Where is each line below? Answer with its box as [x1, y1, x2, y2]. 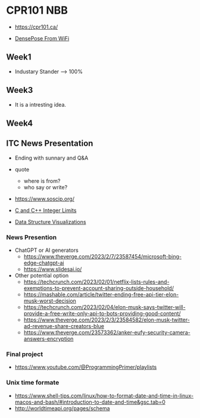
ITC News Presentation [6, 138, 93, 149]
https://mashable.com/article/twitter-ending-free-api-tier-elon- [23, 291, 179, 298]
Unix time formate [6, 379, 60, 387]
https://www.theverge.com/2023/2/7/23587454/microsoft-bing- [23, 253, 182, 260]
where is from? [23, 177, 61, 185]
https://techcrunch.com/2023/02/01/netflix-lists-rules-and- [23, 278, 170, 286]
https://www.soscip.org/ [14, 195, 74, 202]
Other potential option [14, 272, 69, 279]
